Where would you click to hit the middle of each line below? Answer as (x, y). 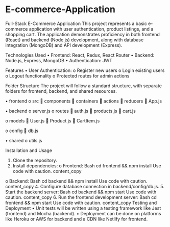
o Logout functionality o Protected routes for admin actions (67, 75)
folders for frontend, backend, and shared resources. (61, 91)
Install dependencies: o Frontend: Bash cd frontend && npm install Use (87, 166)
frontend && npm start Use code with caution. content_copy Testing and (81, 203)
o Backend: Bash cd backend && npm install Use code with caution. (76, 181)
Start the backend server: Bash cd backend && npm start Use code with (81, 192)
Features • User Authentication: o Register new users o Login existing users (85, 70)
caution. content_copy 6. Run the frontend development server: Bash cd (81, 197)
